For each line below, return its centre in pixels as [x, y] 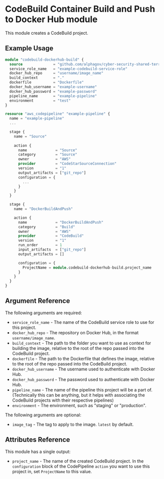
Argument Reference [38, 301]
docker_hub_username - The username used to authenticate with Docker [83, 369]
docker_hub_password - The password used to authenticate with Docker [83, 379]
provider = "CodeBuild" [51, 236]
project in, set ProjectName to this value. [52, 471]
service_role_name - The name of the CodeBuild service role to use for [83, 322]
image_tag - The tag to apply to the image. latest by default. [73, 424]
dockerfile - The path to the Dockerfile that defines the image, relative [83, 359]
